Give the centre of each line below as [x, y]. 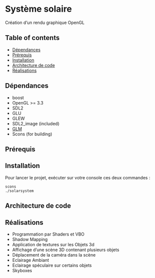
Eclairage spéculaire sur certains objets [52, 265]
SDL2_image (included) [36, 124]
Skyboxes [22, 270]
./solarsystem [20, 191]
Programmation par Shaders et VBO [48, 234]
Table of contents [32, 38]
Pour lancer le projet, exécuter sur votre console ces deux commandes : [78, 177]
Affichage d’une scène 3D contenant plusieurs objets [66, 250]
